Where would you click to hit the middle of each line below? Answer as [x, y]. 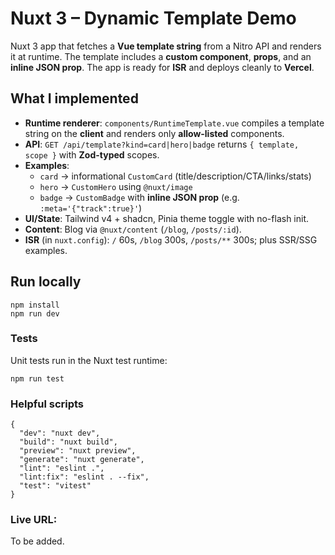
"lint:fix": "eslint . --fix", [84, 477]
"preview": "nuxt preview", [78, 451]
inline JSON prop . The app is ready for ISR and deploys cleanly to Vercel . [162, 67]
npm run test [37, 378]
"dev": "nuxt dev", [60, 433]
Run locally [46, 282]
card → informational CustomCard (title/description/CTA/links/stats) [175, 176]
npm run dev [35, 313]
